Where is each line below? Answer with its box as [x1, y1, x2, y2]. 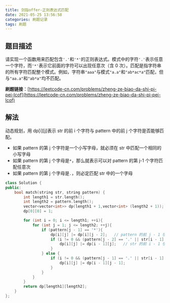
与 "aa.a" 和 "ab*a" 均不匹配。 [5, 75, 64, 81]
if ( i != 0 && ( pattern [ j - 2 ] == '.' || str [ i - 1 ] [50, 237, 164, 242]
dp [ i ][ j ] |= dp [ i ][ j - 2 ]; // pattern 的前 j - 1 [50, 232, 160, 237]
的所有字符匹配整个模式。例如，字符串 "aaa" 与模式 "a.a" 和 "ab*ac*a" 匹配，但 [5, 69, 164, 75]
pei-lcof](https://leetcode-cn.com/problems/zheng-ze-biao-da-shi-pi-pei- [5, 92, 161, 98]
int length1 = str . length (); [23, 194, 85, 200]
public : [5, 185, 22, 190]
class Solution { [5, 180, 42, 186]
